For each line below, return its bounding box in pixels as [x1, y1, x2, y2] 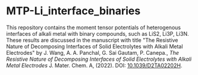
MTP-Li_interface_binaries [6, 4, 141, 18]
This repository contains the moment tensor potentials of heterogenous [6, 24, 181, 31]
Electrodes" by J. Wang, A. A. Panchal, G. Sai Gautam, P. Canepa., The [6, 49, 180, 56]
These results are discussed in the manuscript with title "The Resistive [6, 36, 178, 43]
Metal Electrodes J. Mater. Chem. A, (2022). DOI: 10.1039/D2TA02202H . [6, 61, 183, 69]
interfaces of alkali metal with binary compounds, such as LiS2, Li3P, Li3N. [6, 30, 189, 37]
